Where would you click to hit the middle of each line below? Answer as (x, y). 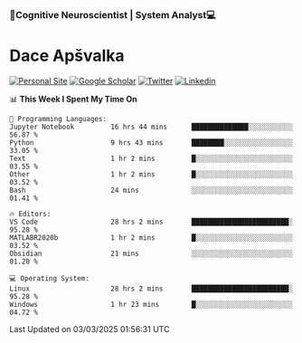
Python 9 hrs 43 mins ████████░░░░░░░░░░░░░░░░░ (151, 143)
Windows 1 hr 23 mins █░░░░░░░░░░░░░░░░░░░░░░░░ (151, 304)
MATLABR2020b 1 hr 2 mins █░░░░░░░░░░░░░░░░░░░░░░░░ (151, 238)
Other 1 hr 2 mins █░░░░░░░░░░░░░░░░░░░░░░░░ (151, 174)
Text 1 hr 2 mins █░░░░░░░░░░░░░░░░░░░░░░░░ (151, 158)
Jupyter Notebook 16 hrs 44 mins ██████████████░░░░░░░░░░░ (151, 127)
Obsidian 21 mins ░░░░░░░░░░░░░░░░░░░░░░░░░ (151, 253)
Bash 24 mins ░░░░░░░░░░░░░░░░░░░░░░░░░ (151, 190)
